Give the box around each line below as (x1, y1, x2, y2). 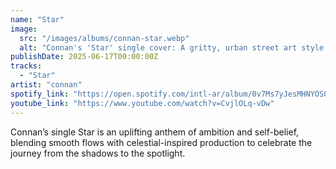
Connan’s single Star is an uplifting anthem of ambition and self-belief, (10, 126, 300, 138)
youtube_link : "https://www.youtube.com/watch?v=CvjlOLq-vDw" (10, 98, 275, 108)
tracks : (10, 61, 43, 71)
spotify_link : (10, 89, 70, 99)
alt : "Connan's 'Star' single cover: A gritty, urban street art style (19, 42, 325, 53)
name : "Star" (10, 14, 65, 25)
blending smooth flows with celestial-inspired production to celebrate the (10, 136, 313, 148)
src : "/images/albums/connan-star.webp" (19, 33, 190, 43)
